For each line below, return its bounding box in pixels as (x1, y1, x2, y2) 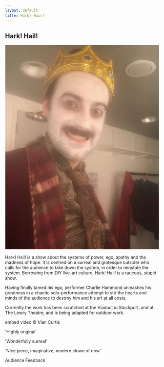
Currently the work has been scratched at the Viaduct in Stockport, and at (5, 305, 154, 311)
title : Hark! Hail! (5, 13, 45, 18)
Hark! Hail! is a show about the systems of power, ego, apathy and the (5, 254, 146, 260)
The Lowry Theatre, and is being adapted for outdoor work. (5, 310, 124, 316)
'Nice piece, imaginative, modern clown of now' (5, 348, 101, 354)
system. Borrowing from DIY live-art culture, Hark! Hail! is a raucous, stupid (5, 270, 157, 276)
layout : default (5, 8, 38, 13)
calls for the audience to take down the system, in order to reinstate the (5, 265, 149, 271)
